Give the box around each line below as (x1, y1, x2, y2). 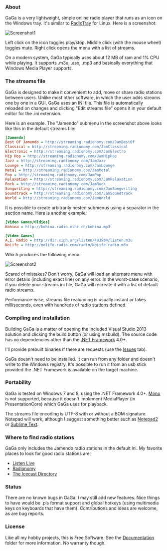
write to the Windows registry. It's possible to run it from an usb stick (5, 361, 147, 367)
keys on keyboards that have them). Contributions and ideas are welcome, (5, 505, 158, 511)
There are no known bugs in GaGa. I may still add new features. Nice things (5, 494, 160, 501)
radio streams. (5, 287, 35, 293)
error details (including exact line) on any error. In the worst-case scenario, (5, 276, 159, 282)
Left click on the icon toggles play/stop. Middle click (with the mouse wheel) (5, 40, 162, 46)
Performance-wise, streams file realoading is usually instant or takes (5, 297, 146, 303)
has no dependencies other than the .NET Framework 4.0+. (5, 336, 127, 342)
